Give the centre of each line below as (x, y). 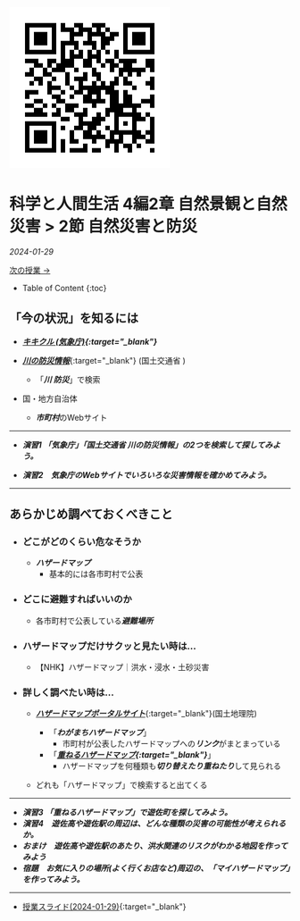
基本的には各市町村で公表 (96, 574)
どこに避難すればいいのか (77, 599)
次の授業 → (30, 270)
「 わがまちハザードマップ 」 (100, 733)
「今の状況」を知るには (74, 318)
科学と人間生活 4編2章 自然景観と (133, 204)
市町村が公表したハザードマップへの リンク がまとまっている (171, 744)
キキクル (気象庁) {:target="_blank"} (90, 341)
